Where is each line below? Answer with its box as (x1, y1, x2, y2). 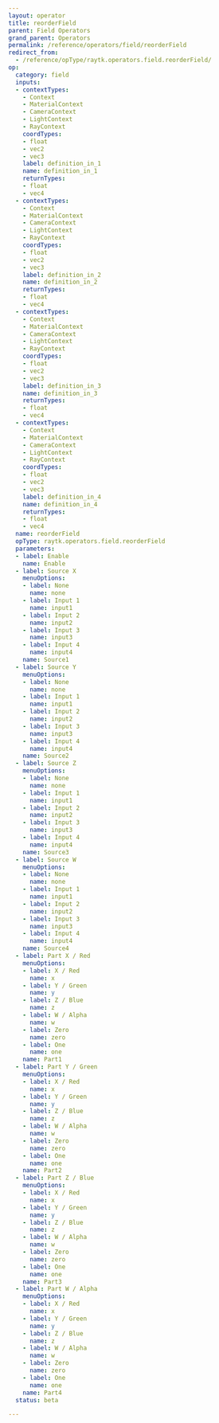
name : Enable (22, 559, 66, 568)
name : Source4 (22, 944, 69, 952)
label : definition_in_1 (22, 160, 102, 168)
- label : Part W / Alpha (15, 1285, 98, 1293)
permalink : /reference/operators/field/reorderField (8, 41, 187, 49)
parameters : (15, 545, 56, 553)
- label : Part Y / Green (15, 1063, 98, 1071)
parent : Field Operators (8, 26, 91, 34)
